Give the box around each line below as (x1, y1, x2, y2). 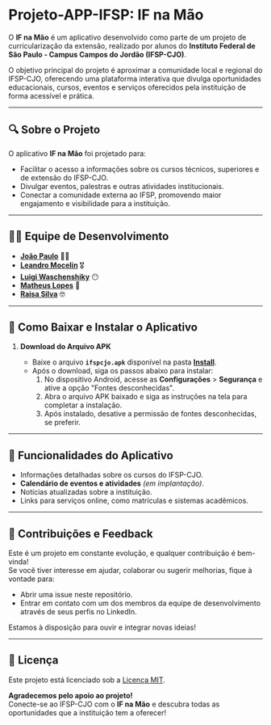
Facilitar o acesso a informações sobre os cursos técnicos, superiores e (19, 164, 260, 174)
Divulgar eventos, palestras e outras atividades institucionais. (19, 181, 224, 191)
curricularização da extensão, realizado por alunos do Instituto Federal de (8, 40, 256, 50)
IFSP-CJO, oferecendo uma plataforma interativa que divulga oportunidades (8, 74, 262, 83)
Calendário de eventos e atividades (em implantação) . (19, 478, 204, 488)
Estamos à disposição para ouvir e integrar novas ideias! (8, 622, 196, 632)
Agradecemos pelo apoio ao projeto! (8, 690, 133, 700)
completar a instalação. (44, 400, 123, 410)
